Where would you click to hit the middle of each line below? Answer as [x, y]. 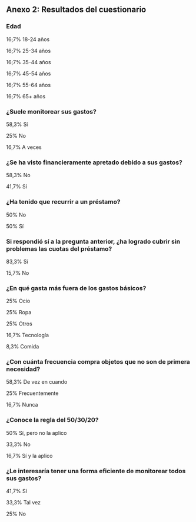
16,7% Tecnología [27, 335]
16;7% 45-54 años [29, 74]
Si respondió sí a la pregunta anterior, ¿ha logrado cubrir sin [93, 241]
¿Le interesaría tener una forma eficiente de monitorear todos [96, 471]
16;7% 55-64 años [29, 85]
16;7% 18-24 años [28, 39]
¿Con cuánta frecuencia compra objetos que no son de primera [98, 362]
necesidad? [23, 369]
